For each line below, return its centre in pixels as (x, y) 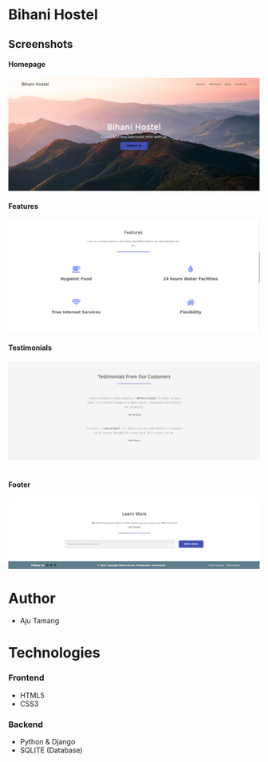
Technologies (55, 653)
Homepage (27, 65)
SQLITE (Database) (51, 750)
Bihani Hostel (53, 15)
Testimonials (30, 348)
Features (23, 206)
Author (32, 599)
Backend (26, 725)
